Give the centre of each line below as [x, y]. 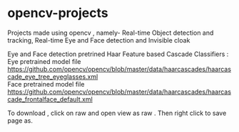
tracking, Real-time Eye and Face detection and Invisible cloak [99, 40]
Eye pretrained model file [44, 61]
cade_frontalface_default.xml [50, 99]
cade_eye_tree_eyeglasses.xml [53, 77]
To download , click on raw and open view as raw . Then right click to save [117, 113]
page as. [20, 120]
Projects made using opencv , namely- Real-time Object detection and [111, 33]
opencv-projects [58, 13]
